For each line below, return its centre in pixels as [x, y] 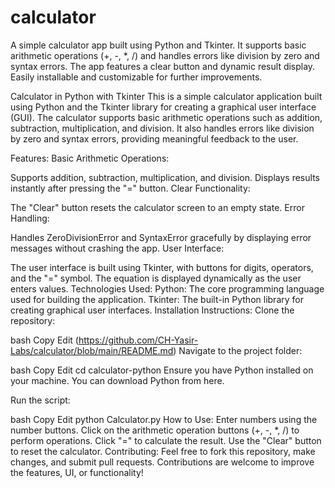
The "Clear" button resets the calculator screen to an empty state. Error [157, 207]
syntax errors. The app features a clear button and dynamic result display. [163, 66]
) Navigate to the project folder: [238, 350]
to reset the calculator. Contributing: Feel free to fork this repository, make [163, 451]
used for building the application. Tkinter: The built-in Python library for [157, 299]
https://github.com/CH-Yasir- [138, 340]
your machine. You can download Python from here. [117, 380]
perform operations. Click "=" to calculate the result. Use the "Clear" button [166, 440]
